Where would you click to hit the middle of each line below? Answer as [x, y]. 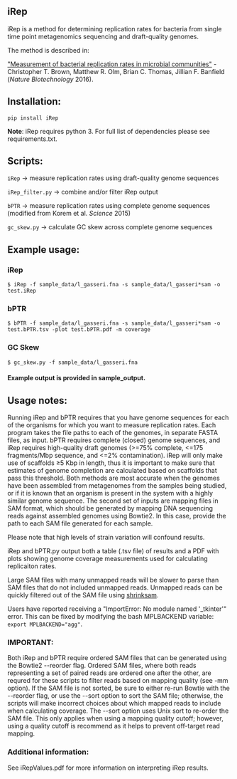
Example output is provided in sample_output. [77, 378]
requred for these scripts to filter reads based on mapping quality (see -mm [118, 681]
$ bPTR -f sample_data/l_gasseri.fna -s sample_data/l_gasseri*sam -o [114, 323]
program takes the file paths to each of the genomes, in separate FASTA [113, 433]
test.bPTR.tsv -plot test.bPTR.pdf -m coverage [79, 330]
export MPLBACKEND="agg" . [45, 624]
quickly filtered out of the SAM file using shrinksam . [83, 595]
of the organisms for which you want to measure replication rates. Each [112, 425]
